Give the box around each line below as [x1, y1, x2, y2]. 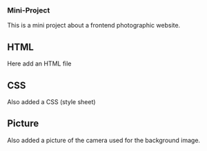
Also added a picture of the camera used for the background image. [7, 136, 201, 144]
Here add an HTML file [7, 59, 72, 68]
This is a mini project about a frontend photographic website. [7, 21, 181, 30]
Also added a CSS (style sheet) [7, 97, 96, 105]
